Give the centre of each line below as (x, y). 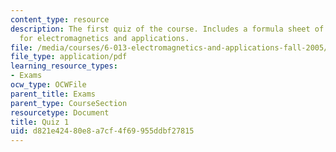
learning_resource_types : (64, 66)
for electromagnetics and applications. (104, 38)
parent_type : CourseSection (69, 103)
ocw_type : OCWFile (48, 85)
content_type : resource (60, 19)
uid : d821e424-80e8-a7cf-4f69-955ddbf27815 (102, 131)
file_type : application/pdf (69, 57)
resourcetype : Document (60, 112)
